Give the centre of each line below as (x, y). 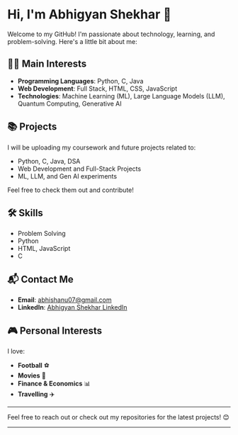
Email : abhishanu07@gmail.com (64, 300)
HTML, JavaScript (44, 249)
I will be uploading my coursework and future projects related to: (102, 147)
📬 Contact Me (40, 279)
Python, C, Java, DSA (49, 161)
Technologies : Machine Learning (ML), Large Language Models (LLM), (121, 96)
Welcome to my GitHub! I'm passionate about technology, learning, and (111, 34)
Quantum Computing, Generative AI (69, 103)
